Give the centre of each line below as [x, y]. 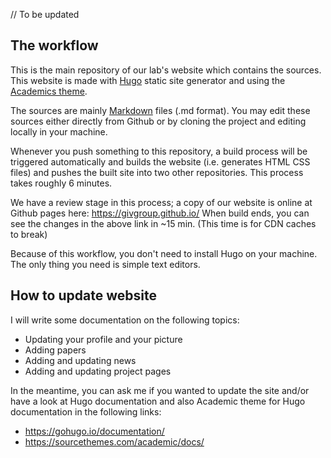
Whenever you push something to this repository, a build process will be [159, 151]
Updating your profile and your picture [103, 339]
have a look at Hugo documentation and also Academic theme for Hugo [158, 401]
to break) [29, 234]
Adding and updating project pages [98, 371]
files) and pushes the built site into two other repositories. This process [157, 172]
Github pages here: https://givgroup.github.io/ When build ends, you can [160, 213]
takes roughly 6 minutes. [61, 183]
